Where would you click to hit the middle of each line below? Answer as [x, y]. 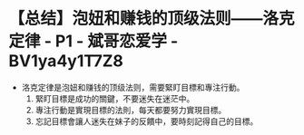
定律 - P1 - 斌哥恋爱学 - [93, 41]
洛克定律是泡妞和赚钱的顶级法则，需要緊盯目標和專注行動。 [133, 87]
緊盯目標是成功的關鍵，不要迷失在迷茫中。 [115, 98]
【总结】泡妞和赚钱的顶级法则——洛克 [152, 19]
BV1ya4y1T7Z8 [66, 61]
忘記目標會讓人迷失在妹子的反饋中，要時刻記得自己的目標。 [147, 121]
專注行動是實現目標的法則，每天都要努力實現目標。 [131, 110]
